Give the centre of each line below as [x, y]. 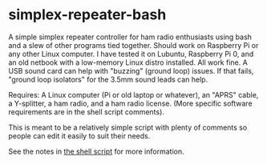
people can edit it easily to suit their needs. [79, 136]
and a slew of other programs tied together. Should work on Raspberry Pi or [133, 45]
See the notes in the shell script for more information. [96, 151]
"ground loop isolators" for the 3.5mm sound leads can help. [108, 79]
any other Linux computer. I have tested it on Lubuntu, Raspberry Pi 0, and [131, 54]
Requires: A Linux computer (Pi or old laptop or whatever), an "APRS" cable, [133, 94]
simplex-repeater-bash [87, 15]
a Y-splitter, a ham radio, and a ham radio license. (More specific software [130, 103]
